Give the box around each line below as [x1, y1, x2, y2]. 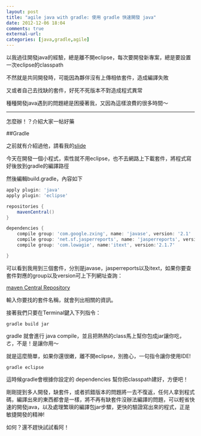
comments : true [6, 25, 44, 32]
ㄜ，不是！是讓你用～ [6, 340, 59, 347]
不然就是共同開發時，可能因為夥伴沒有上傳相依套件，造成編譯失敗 [6, 74, 169, 81]
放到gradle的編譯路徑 [16, 162, 69, 169]
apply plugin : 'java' [6, 187, 60, 193]
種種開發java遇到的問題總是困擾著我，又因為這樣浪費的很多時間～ [6, 99, 169, 107]
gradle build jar [6, 321, 50, 327]
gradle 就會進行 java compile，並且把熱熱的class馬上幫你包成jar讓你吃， [6, 332, 185, 339]
